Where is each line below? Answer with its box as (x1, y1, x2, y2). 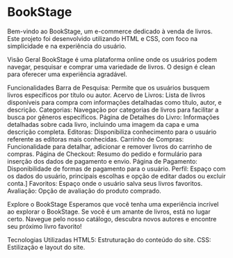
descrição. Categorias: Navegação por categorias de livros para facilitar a (7, 105, 219, 114)
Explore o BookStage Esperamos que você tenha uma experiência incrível (7, 200, 219, 208)
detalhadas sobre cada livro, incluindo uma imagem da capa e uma (7, 120, 200, 128)
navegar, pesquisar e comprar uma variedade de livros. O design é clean (7, 62, 216, 71)
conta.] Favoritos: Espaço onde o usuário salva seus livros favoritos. (7, 179, 203, 187)
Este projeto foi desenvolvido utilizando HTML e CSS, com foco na (7, 34, 198, 42)
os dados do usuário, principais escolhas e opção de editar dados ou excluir (7, 171, 226, 180)
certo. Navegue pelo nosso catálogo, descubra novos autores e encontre (7, 214, 217, 223)
